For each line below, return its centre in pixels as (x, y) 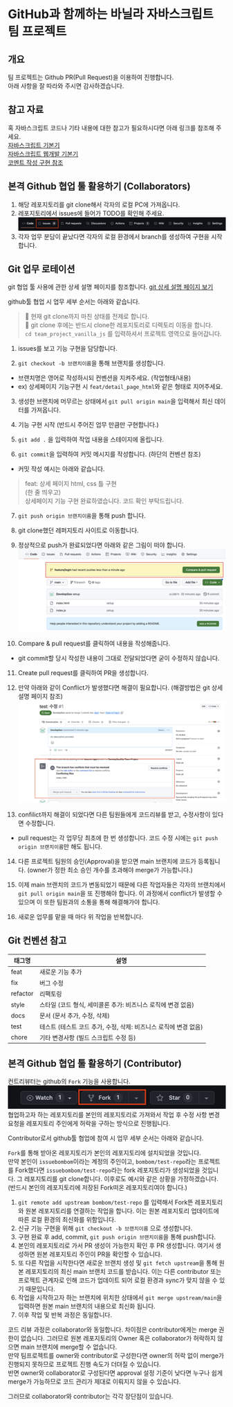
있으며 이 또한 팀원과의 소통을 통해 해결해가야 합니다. (89, 902)
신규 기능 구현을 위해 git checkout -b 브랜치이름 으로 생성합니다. (105, 1228)
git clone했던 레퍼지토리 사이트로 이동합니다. (78, 530)
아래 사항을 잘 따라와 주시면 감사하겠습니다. (66, 86)
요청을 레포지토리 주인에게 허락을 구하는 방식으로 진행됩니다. (89, 1123)
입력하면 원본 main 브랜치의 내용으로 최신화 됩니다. (86, 1306)
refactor (22, 994)
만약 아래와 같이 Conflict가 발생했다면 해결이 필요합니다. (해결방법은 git (114, 688)
